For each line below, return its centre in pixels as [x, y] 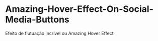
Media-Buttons [37, 20]
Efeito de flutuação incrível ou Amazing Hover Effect [59, 33]
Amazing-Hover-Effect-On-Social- [79, 9]
